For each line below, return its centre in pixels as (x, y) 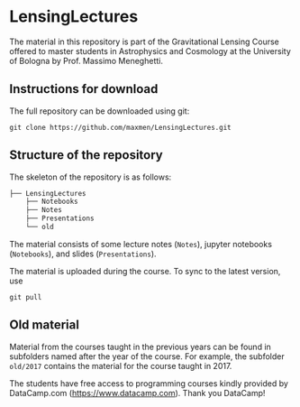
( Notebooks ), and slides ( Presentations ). (83, 254)
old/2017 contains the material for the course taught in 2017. (121, 365)
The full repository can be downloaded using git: (100, 111)
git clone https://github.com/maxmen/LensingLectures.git (120, 127)
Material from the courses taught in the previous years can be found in (141, 347)
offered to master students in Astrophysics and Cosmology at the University (150, 51)
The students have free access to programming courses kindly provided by (149, 383)
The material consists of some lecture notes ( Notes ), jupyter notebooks (141, 244)
